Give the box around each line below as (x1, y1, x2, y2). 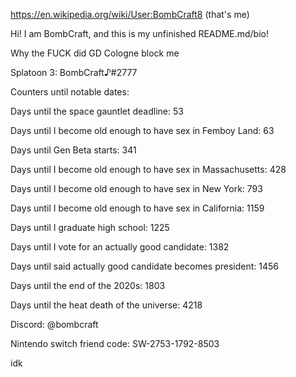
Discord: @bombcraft (10, 319, 99, 330)
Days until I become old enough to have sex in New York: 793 (10, 183, 263, 194)
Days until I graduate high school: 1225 (10, 222, 170, 233)
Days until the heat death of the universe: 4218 (10, 299, 203, 311)
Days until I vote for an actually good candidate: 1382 (10, 241, 230, 253)
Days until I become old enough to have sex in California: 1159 (10, 202, 265, 214)
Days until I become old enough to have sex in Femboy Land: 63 (10, 125, 275, 136)
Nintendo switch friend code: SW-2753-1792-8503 (10, 338, 220, 349)
